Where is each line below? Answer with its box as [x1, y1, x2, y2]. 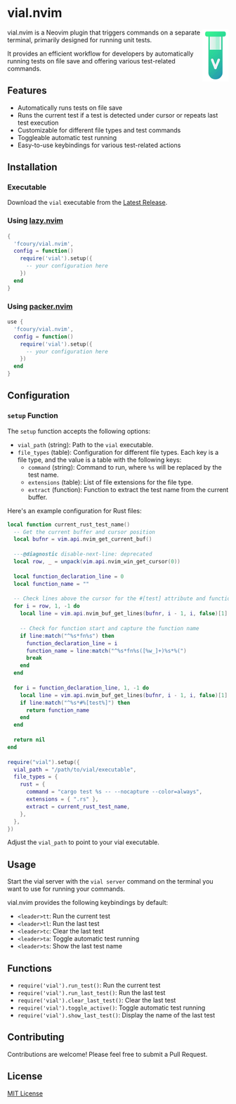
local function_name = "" [13, 580, 90, 587]
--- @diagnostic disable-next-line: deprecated [13, 551, 152, 558]
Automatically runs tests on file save [17, 103, 123, 112]
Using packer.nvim [7, 301, 73, 311]
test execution [17, 118, 59, 127]
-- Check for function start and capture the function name [20, 625, 199, 632]
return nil [13, 736, 46, 744]
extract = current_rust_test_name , [25, 803, 131, 810]
